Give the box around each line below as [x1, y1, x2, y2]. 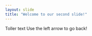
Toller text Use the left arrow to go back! [5, 25, 88, 31]
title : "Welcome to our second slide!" [5, 12, 88, 17]
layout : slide [5, 7, 35, 12]
